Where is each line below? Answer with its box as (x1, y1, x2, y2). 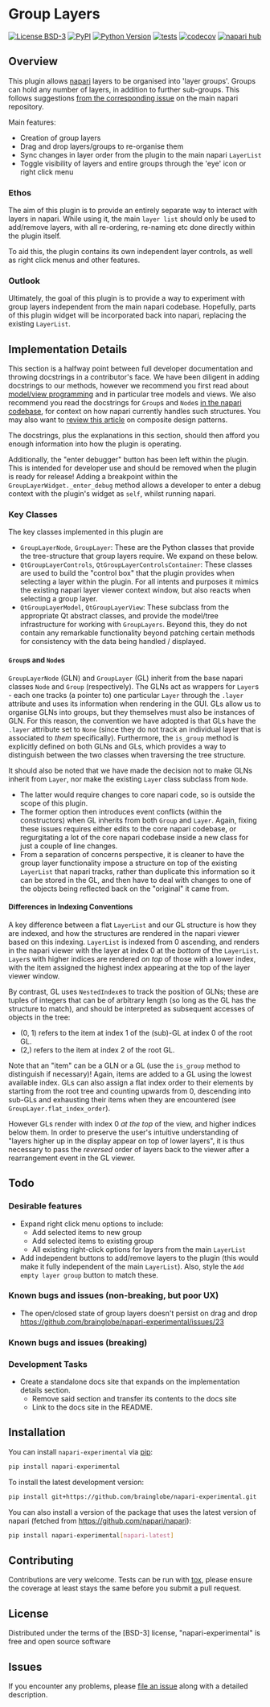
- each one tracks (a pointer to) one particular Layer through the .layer (8, 690, 243, 700)
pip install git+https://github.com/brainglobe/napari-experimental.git (8, 1492, 257, 1500)
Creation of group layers (19, 133, 101, 142)
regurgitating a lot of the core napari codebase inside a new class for (19, 832, 249, 842)
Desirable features (8, 1200, 83, 1212)
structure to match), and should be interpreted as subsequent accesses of (8, 1003, 255, 1013)
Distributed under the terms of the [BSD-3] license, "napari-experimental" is (8, 1628, 261, 1638)
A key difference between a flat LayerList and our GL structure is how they (8, 920, 257, 929)
